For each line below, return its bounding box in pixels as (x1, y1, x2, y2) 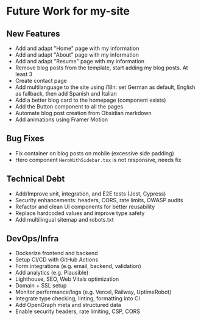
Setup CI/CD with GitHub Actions (15, 256, 99, 263)
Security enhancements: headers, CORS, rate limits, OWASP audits (15, 196, 183, 203)
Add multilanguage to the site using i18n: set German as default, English (15, 83, 196, 91)
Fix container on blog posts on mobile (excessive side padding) (15, 149, 175, 157)
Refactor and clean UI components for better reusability (15, 203, 155, 210)
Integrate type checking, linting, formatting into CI (15, 295, 140, 302)
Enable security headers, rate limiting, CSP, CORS (15, 308, 140, 315)
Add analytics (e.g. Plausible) (15, 269, 89, 277)
